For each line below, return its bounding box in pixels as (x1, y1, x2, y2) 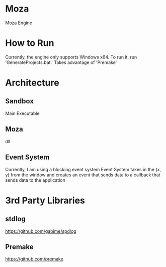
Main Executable (5, 110, 40, 116)
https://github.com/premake (5, 256, 64, 262)
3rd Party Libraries (5, 194, 86, 206)
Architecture (5, 77, 59, 89)
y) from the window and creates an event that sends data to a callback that (5, 172, 160, 178)
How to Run (5, 37, 54, 49)
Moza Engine (5, 20, 33, 26)
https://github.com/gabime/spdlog (5, 228, 76, 234)
